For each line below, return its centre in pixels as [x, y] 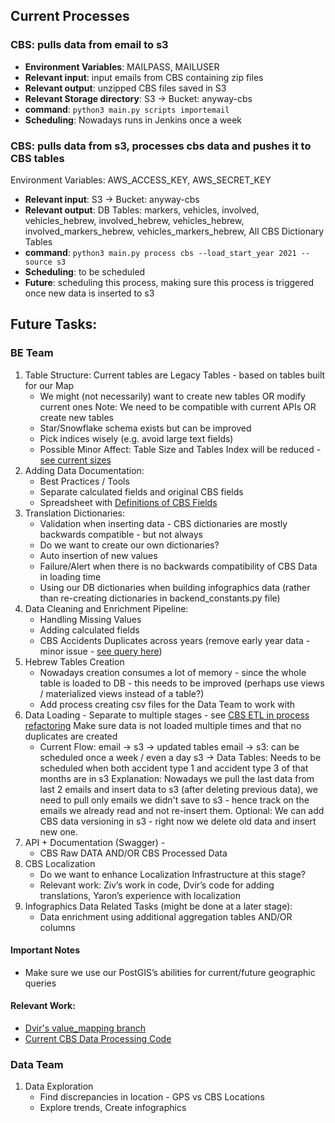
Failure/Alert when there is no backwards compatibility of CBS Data [178, 566]
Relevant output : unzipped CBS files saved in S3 [125, 88]
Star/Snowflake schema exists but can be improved [145, 428]
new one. [59, 831]
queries [40, 983]
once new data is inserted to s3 [89, 293]
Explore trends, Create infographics [113, 1108]
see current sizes [75, 460]
